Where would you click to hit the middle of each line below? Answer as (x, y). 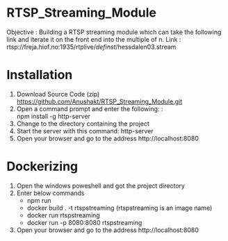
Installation (40, 75)
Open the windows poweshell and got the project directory (101, 185)
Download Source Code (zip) (58, 94)
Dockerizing (42, 166)
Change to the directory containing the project (83, 124)
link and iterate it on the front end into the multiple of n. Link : (94, 39)
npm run (39, 200)
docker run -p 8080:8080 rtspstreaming (84, 222)
